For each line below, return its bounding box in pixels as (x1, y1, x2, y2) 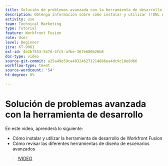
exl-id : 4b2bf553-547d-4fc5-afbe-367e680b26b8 (5, 49, 104, 54)
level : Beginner (5, 40, 39, 45)
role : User (5, 35, 28, 40)
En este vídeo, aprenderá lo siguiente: (5, 125, 83, 131)
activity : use (5, 16, 35, 21)
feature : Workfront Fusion (5, 30, 61, 35)
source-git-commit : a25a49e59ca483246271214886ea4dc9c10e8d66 (5, 58, 137, 63)
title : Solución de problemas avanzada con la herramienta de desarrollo (5, 7, 162, 12)
